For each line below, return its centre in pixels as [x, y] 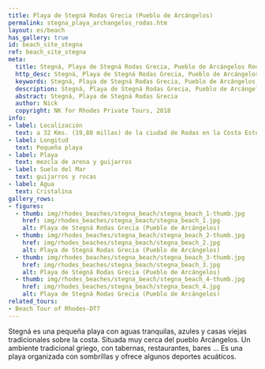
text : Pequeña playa [49, 147]
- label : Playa [33, 155]
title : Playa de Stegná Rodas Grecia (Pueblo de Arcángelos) [111, 15]
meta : [17, 60]
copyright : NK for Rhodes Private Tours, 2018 [93, 111]
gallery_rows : [32, 199]
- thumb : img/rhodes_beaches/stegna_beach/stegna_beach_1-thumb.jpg [130, 214]
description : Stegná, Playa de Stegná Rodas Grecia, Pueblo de [121, 89]
